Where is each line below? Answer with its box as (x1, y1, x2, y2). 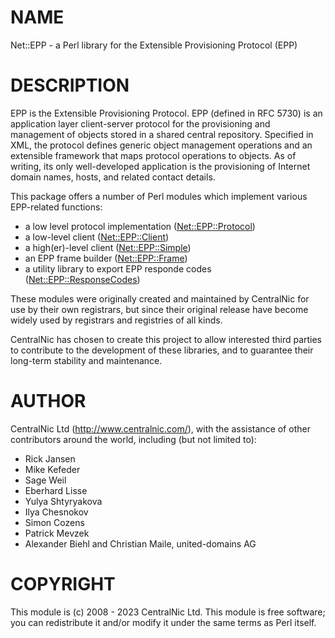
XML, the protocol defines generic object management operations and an (10, 139, 313, 151)
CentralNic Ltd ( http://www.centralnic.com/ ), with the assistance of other (10, 422, 311, 435)
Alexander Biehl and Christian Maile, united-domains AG (24, 537, 257, 550)
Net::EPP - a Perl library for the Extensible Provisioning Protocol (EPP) (10, 39, 298, 51)
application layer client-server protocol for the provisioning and (10, 117, 271, 130)
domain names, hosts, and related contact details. (10, 171, 216, 183)
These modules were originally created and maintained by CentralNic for (10, 292, 310, 305)
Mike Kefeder (24, 463, 81, 475)
